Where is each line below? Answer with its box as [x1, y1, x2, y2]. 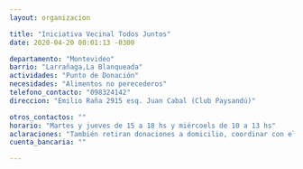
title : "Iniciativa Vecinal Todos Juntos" [9, 29, 171, 39]
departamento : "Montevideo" [9, 54, 115, 63]
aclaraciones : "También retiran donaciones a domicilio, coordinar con [9, 129, 284, 138]
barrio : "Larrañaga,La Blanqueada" [9, 62, 143, 72]
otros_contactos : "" [9, 112, 87, 122]
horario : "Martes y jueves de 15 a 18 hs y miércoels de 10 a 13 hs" [9, 121, 277, 130]
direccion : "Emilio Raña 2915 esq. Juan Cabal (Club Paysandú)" [9, 96, 256, 105]
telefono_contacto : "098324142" [9, 88, 131, 97]
